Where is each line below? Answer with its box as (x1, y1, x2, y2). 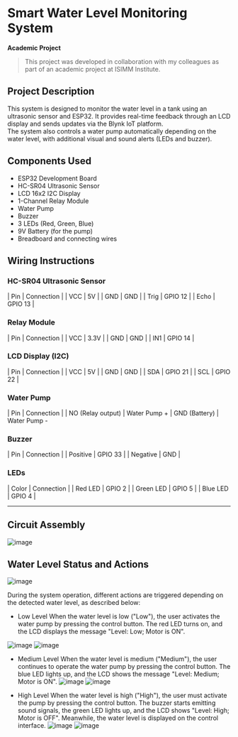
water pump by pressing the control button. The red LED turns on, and (17, 620, 223, 628)
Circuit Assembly (7, 519, 86, 531)
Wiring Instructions (7, 254, 95, 267)
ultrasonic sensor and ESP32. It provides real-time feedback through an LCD (7, 111, 231, 120)
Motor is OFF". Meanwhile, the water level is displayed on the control (17, 714, 218, 722)
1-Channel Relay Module (17, 197, 89, 205)
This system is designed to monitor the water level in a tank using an (7, 104, 208, 113)
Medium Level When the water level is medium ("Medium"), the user (17, 655, 217, 663)
